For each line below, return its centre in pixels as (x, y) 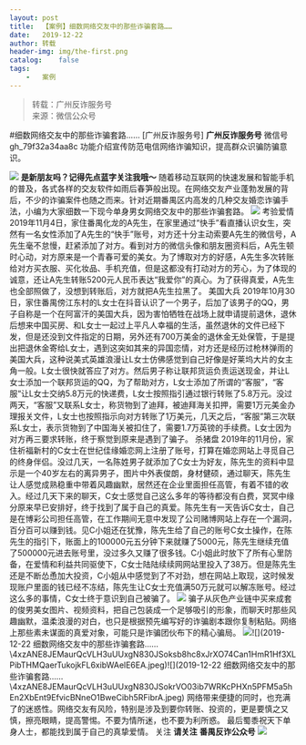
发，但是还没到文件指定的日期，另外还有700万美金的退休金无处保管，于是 (148, 336)
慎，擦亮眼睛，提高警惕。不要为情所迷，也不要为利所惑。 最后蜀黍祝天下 (146, 719)
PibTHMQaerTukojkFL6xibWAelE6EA (78, 665)
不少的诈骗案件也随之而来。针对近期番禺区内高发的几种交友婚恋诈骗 (153, 199)
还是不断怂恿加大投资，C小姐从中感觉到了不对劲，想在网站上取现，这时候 (148, 576)
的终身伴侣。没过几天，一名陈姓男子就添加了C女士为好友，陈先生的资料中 (148, 462)
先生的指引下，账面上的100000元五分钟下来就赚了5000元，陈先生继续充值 (149, 541)
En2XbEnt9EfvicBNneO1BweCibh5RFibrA (87, 697)
